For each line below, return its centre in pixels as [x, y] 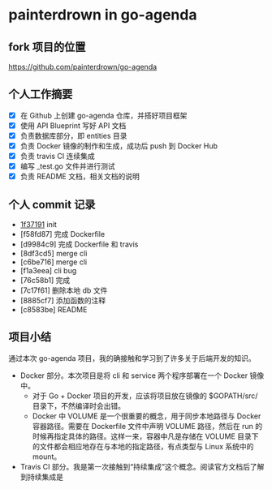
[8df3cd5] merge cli [54, 254]
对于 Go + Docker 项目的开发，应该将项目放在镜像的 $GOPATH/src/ [145, 396]
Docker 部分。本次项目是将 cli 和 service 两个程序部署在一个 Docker [134, 375]
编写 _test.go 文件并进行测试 [67, 166]
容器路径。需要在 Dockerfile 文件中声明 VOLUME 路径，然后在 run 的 [147, 426]
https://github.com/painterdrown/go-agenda [83, 67]
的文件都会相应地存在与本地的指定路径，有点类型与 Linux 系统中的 [143, 446]
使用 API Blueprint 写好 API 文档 [73, 125]
